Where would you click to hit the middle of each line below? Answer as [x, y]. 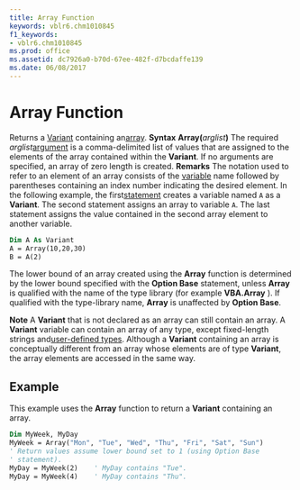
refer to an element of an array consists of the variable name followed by [144, 176]
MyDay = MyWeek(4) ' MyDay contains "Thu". [98, 476]
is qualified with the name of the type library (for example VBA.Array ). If [145, 293]
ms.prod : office [40, 51]
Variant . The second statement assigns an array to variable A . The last [140, 204]
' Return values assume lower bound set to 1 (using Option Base [134, 451]
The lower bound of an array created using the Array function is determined [150, 274]
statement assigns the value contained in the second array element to [139, 213]
